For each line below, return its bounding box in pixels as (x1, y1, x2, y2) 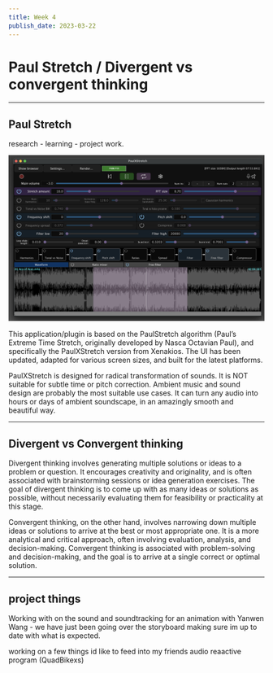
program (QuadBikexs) (8, 655, 84, 665)
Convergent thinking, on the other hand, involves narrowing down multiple (8, 518, 257, 527)
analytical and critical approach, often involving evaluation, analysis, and (8, 535, 251, 544)
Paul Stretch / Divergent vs (8, 58, 193, 76)
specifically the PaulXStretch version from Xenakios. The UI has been (8, 347, 241, 356)
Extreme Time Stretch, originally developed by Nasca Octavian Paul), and (8, 338, 254, 347)
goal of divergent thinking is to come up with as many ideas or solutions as (8, 484, 259, 494)
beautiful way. (8, 405, 56, 415)
